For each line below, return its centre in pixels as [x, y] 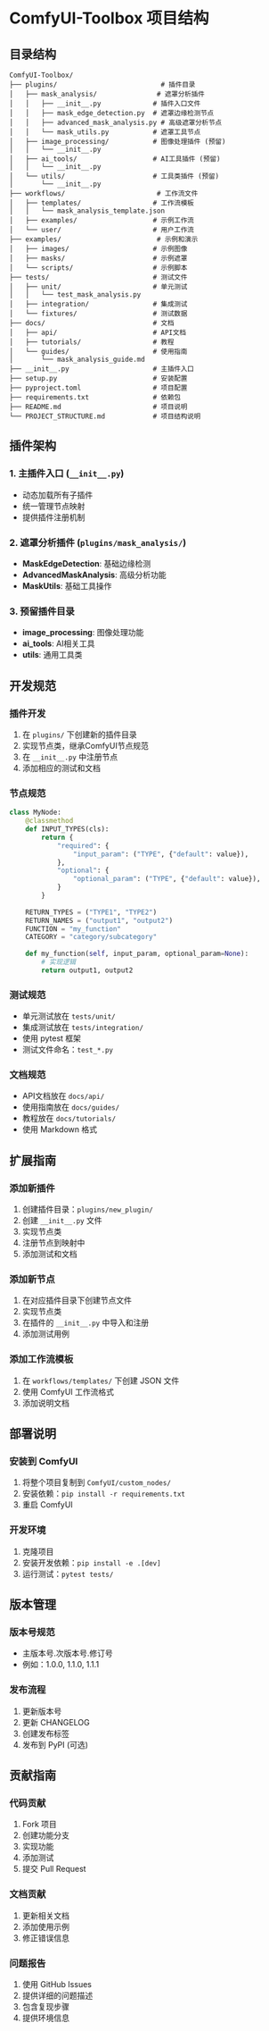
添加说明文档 [45, 1403]
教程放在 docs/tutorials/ [69, 1119]
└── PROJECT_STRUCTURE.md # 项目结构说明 [105, 416]
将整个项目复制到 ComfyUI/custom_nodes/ [97, 1482]
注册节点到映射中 [53, 1243]
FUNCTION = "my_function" [73, 929]
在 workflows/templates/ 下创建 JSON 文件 [101, 1381]
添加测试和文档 [49, 1254]
